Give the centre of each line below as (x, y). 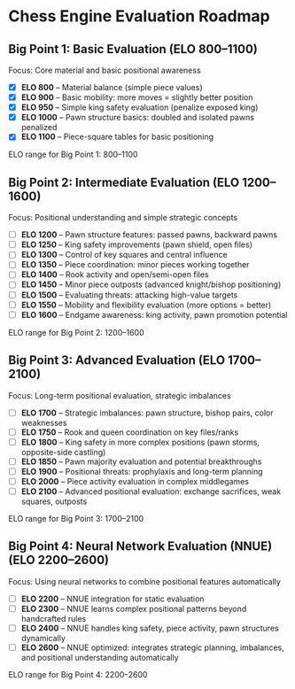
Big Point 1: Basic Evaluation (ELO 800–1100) (133, 49)
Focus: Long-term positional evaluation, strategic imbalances (120, 395)
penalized (39, 128)
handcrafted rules (54, 618)
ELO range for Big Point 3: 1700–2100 (76, 518)
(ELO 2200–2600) (59, 560)
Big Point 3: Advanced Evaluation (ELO (117, 360)
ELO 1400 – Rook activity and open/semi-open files (115, 275)
